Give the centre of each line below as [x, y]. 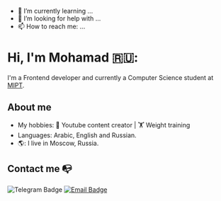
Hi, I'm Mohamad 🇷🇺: [73, 58]
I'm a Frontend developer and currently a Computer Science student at [110, 77]
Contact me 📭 [40, 169]
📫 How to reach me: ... [51, 26]
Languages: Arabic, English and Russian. [77, 135]
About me [29, 107]
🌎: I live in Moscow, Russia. [58, 143]
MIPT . [16, 85]
